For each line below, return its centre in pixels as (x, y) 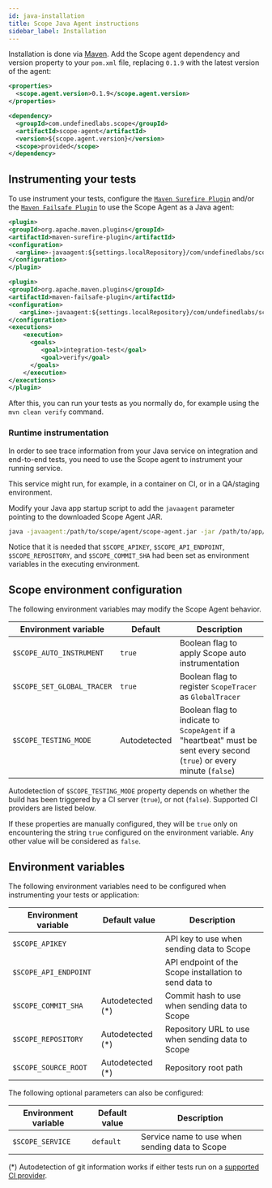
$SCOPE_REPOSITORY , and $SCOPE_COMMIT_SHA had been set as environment (129, 555)
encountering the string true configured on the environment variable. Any (131, 832)
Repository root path (204, 1068)
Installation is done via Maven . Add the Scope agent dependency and (124, 54)
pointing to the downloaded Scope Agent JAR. (86, 516)
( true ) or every (208, 761)
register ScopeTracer (218, 687)
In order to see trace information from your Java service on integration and (133, 451)
